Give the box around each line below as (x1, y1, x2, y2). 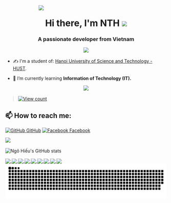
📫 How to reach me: (5, 111, 72, 120)
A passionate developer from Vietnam (37, 36, 135, 43)
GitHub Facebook (26, 127, 91, 133)
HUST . (12, 65, 27, 72)
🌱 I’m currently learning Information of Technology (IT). (12, 75, 132, 81)
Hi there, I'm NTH (45, 17, 120, 29)
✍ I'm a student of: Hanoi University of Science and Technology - (12, 58, 153, 64)
